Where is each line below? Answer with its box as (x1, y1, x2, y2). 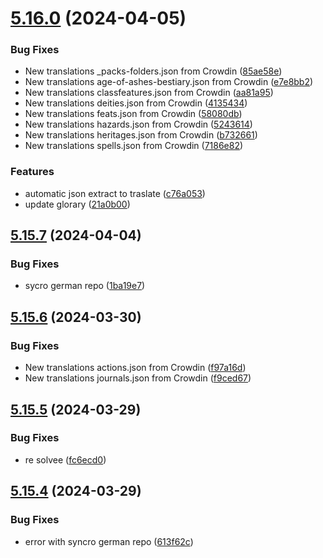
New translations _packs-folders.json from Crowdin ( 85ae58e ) (24, 65, 283, 77)
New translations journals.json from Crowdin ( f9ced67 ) (24, 372, 252, 384)
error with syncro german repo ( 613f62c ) (24, 535, 194, 547)
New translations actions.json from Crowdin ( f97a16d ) (24, 362, 247, 374)
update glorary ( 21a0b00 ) (24, 198, 131, 210)
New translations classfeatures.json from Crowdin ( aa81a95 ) (24, 87, 274, 99)
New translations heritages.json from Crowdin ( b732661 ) (24, 129, 258, 141)
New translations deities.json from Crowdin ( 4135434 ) (24, 97, 248, 109)
